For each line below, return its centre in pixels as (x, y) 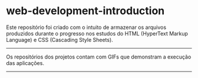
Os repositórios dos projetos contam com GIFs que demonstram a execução (99, 57)
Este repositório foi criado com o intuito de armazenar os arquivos (86, 27)
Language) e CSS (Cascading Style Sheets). (60, 40)
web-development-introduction (85, 11)
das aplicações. (25, 63)
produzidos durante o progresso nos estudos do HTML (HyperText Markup (97, 33)
